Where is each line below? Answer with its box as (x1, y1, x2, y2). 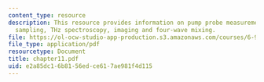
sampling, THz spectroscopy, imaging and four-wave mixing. (15, 26, 216, 34)
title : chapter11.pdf (8, 55, 79, 63)
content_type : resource (8, 11, 86, 20)
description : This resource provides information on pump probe (8, 19, 223, 27)
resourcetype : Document (8, 48, 86, 55)
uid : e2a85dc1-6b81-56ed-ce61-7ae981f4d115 (8, 62, 153, 70)
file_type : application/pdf (8, 41, 101, 48)
